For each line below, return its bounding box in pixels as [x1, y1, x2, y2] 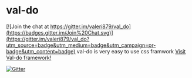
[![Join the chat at [6, 23, 49, 30]
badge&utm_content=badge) [6, 48, 76, 55]
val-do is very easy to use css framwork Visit [76, 48, 186, 55]
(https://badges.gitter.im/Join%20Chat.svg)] [6, 29, 113, 36]
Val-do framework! [6, 54, 52, 61]
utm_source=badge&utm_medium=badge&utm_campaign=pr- [6, 42, 156, 49]
